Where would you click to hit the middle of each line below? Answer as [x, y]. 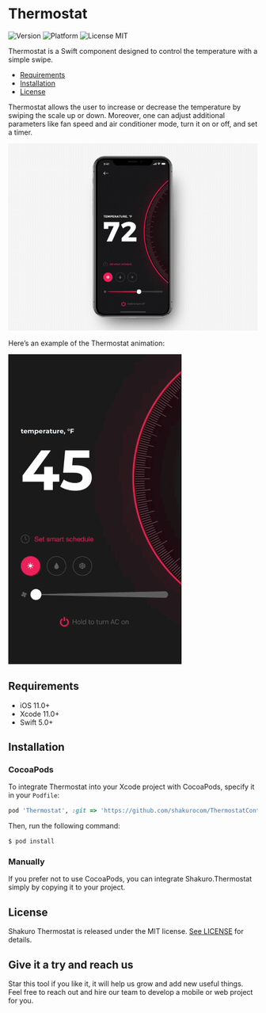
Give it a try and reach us [71, 964]
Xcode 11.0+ [40, 714]
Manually [27, 862]
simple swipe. [31, 59]
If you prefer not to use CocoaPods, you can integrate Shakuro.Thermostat [130, 879]
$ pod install [32, 842]
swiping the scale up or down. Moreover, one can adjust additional [117, 115]
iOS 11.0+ [34, 705]
